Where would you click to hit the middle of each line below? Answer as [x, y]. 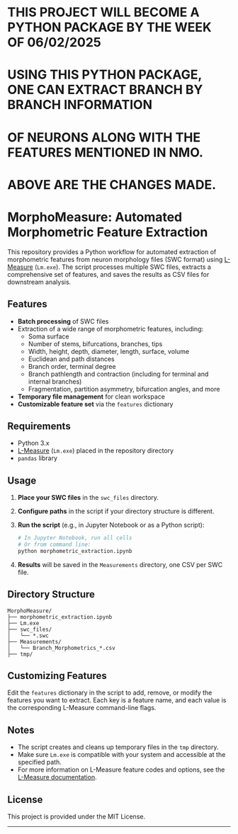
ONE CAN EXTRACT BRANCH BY [105, 90]
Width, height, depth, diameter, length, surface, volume [109, 351]
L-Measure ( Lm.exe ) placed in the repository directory [96, 451]
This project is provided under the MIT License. [76, 816]
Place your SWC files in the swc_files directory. [88, 498]
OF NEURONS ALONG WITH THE [104, 137]
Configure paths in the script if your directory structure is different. [116, 511]
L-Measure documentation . [57, 777]
